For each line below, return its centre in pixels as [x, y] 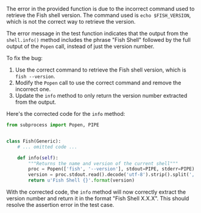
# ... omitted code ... [48, 147]
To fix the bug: [24, 58]
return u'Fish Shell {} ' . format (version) [82, 181]
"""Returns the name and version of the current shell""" [103, 163]
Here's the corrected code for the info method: [66, 114]
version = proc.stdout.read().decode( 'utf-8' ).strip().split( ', [111, 175]
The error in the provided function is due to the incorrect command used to [100, 9]
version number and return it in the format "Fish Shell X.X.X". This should [98, 198]
